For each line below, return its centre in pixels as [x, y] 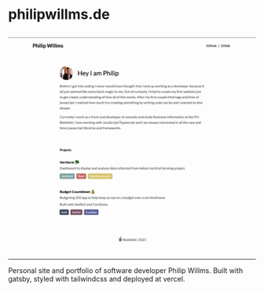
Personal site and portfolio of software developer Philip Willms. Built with [126, 271]
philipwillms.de [59, 15]
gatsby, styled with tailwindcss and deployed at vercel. [97, 279]
